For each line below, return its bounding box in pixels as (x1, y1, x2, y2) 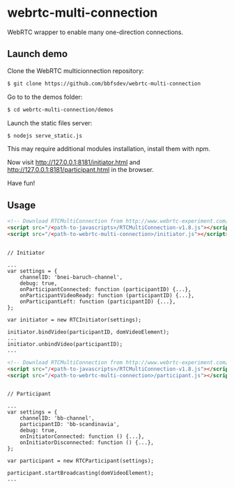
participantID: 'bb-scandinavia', (19, 421, 120, 428)
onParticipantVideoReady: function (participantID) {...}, (19, 292, 195, 299)
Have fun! (7, 179, 36, 187)
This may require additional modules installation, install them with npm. (7, 145, 211, 153)
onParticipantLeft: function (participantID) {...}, (19, 298, 176, 305)
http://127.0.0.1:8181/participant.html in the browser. (7, 166, 155, 174)
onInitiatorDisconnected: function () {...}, (19, 439, 155, 446)
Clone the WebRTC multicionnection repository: (7, 66, 144, 74)
